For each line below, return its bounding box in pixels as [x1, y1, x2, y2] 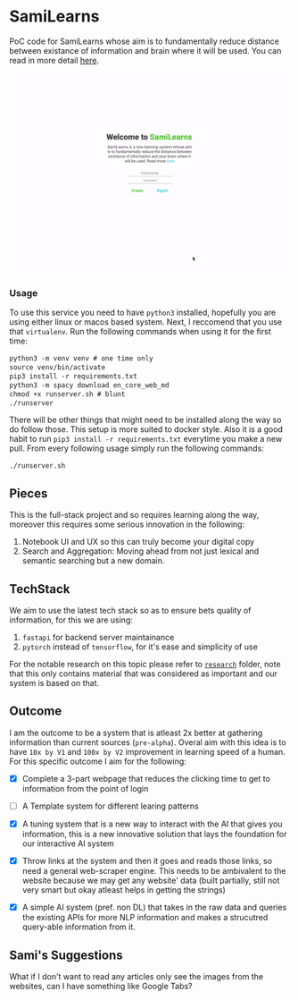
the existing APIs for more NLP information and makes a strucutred [21, 912, 269, 923]
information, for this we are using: [9, 614, 134, 625]
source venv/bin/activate [9, 363, 105, 372]
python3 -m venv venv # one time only [9, 354, 153, 363]
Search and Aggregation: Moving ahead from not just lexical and [21, 546, 260, 556]
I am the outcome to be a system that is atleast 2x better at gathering [9, 727, 263, 738]
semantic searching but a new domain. [21, 555, 165, 566]
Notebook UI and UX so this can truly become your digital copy [21, 537, 255, 547]
